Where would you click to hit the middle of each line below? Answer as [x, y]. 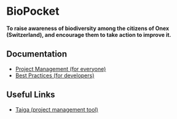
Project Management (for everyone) [61, 69]
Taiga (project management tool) [57, 109]
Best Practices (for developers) [55, 75]
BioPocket [33, 11]
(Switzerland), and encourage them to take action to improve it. [89, 34]
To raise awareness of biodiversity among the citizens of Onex [88, 28]
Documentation [37, 54]
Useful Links [31, 95]
